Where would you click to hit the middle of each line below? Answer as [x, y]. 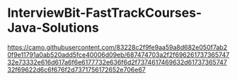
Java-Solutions [53, 28]
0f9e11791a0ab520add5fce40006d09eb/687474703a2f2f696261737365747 [118, 55]
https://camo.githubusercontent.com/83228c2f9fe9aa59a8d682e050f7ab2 [117, 47]
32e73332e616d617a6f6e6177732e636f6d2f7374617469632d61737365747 [117, 62]
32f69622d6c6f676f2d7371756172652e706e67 [77, 69]
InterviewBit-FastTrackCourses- [105, 13]
